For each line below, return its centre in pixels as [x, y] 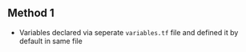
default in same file [51, 41]
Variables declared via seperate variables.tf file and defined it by [129, 32]
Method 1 [31, 13]
